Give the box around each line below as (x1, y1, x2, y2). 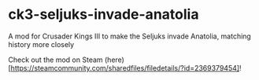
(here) (104, 55, 124, 64)
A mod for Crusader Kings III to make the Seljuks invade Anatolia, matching (8, 31, 252, 41)
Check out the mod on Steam (8, 55, 104, 64)
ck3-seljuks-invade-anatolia (8, 5, 199, 24)
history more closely (8, 39, 75, 49)
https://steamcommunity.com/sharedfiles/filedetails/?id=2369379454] (10, 63, 240, 72)
